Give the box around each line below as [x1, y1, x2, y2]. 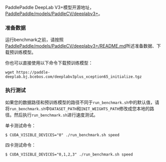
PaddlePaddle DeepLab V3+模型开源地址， [5, 5, 94, 10]
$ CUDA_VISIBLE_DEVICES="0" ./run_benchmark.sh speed [5, 132, 120, 137]
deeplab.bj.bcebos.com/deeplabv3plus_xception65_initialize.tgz [5, 74, 142, 79]
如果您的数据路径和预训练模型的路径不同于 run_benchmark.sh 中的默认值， [5, 99, 155, 105]
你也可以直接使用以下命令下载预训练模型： [5, 60, 93, 66]
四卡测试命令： [5, 142, 36, 148]
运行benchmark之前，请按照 [5, 37, 64, 43]
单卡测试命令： [5, 122, 36, 128]
